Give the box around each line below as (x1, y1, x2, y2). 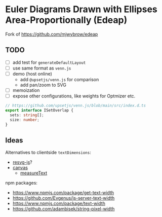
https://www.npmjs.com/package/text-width (12, 200, 105, 206)
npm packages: (5, 180, 38, 186)
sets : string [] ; (10, 113, 44, 118)
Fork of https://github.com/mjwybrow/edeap (5, 31, 98, 37)
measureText (20, 170, 48, 176)
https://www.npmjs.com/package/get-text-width (12, 190, 114, 196)
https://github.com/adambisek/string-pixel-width (12, 206, 115, 212)
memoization (12, 87, 40, 93)
